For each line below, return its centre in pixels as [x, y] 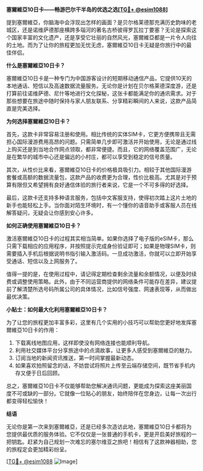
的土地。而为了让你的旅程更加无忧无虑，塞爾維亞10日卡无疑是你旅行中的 [96, 45]
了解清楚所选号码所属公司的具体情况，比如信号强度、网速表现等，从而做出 [104, 289]
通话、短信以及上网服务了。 [46, 261]
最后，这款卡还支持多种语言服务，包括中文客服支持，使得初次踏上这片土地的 [101, 198]
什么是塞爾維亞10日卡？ [36, 65]
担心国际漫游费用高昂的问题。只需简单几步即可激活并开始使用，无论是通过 [99, 142]
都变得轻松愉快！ [27, 401]
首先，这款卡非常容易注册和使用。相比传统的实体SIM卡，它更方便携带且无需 [101, 134]
